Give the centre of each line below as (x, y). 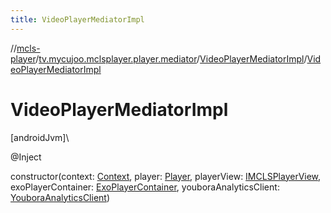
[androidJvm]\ (40, 137)
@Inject (26, 157)
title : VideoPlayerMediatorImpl (77, 19)
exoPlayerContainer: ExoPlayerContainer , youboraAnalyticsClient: (145, 187)
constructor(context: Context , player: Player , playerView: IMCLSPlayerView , (166, 176)
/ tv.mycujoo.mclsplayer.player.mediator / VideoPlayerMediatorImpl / (171, 58)
